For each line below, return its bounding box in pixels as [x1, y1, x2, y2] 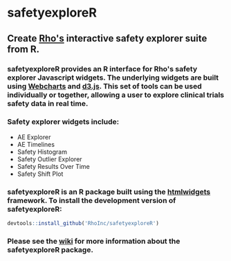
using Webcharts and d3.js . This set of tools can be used [7, 81, 202, 91]
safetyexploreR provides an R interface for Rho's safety [7, 64, 198, 73]
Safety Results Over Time [17, 162, 90, 170]
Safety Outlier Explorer [17, 154, 82, 163]
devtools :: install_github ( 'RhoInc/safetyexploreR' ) [7, 220, 159, 227]
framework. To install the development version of [7, 195, 176, 205]
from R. [7, 43, 40, 55]
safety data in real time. [7, 98, 89, 108]
